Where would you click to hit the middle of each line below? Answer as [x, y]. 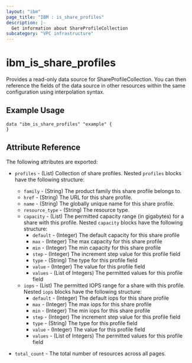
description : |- [26, 23]
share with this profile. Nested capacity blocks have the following [103, 222]
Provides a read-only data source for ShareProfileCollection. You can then [96, 79]
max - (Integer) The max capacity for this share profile [97, 241]
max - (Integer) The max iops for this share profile [92, 304]
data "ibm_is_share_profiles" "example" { [59, 124]
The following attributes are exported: [52, 162]
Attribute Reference [43, 148]
